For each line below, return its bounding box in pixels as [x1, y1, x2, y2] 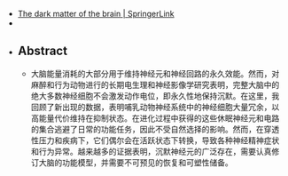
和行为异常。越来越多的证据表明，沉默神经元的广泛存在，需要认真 [30, 146, 272, 156]
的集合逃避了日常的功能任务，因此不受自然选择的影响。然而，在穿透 [30, 124, 280, 134]
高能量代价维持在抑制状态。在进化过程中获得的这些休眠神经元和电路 [30, 112, 280, 124]
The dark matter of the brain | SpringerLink [17, 9, 175, 19]
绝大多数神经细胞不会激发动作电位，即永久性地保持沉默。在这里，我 [30, 90, 280, 101]
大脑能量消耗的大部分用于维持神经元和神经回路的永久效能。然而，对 [30, 68, 280, 79]
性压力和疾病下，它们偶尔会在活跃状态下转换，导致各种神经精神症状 [30, 134, 280, 146]
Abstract [17, 44, 68, 59]
